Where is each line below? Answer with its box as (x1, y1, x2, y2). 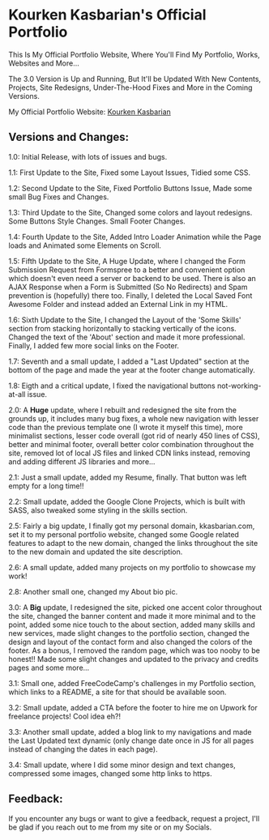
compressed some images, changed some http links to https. (8, 768, 212, 778)
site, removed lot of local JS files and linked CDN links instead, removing (8, 448, 251, 458)
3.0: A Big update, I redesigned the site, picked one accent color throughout (8, 602, 263, 612)
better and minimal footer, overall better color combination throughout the (8, 439, 254, 449)
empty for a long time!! (8, 480, 84, 491)
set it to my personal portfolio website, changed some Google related (8, 529, 239, 539)
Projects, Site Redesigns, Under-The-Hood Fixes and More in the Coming (8, 83, 253, 92)
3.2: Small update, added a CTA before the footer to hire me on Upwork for (8, 702, 258, 712)
